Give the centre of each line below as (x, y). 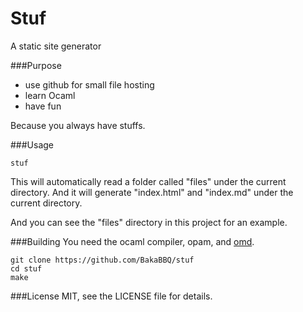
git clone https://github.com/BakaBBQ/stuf (102, 260)
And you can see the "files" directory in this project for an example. (149, 222)
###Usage (32, 144)
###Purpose (36, 65)
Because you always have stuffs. (78, 125)
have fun (43, 106)
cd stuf (26, 268)
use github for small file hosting (89, 84)
